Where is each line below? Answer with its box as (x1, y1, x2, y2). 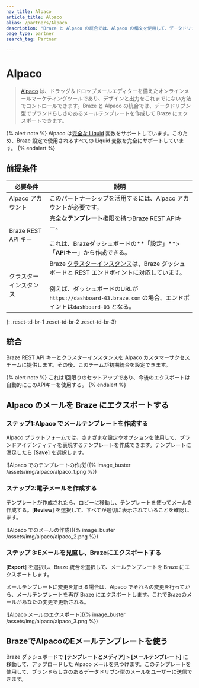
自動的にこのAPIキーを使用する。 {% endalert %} (6, 381, 126, 388)
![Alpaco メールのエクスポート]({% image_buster (6, 611, 126, 618)
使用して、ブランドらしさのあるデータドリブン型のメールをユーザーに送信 (6, 668, 188, 675)
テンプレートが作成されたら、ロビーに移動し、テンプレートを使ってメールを (6, 499, 192, 506)
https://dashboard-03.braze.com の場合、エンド (49, 293, 184, 302)
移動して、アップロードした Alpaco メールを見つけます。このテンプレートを (6, 660, 191, 668)
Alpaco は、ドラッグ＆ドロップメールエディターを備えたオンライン (20, 87, 185, 94)
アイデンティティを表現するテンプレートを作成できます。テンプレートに (16, 442, 191, 449)
